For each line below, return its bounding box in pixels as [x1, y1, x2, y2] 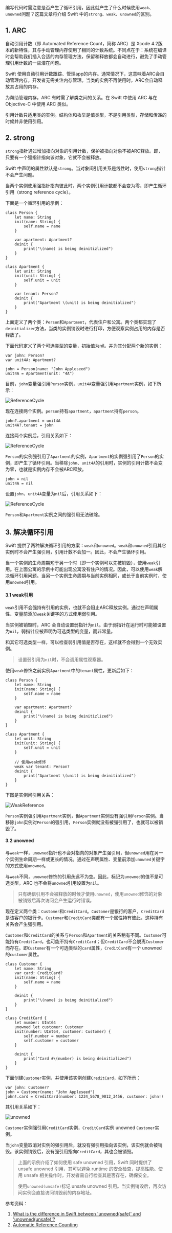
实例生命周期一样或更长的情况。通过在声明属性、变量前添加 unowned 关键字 [9, 856, 165, 862]
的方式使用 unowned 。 [5, 862, 49, 868]
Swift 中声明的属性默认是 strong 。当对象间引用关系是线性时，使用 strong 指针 [5, 165, 166, 171]
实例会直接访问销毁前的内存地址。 [22, 1189, 95, 1195]
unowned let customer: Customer [14, 1024, 83, 1030]
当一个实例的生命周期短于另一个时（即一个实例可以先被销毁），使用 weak [5, 560, 156, 566]
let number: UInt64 [14, 1020, 56, 1025]
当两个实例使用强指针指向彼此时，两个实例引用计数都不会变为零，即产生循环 [5, 182, 167, 189]
